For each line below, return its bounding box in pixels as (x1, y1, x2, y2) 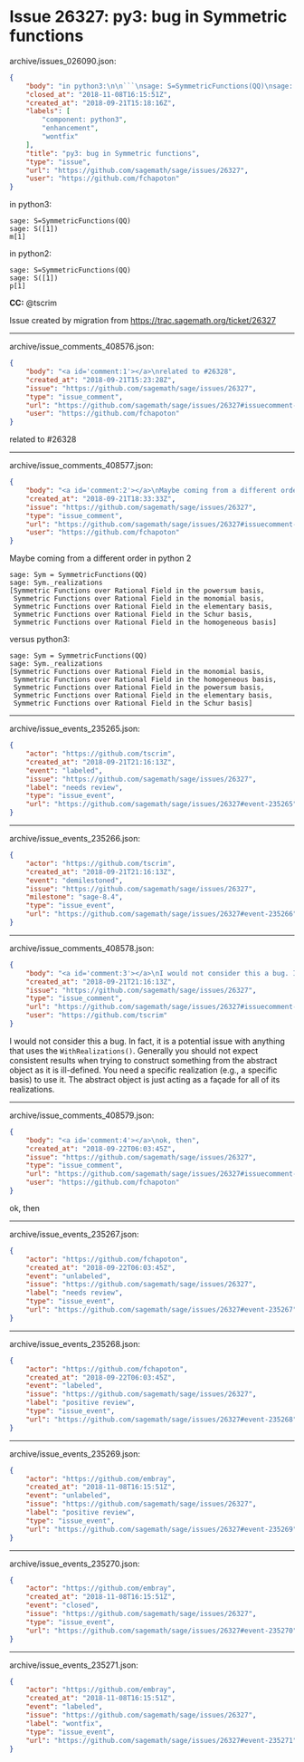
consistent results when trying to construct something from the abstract (9, 1054, 278, 1065)
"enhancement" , (42, 124, 100, 133)
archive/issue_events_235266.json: (9, 833, 140, 844)
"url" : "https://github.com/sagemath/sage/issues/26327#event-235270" (25, 1626, 298, 1635)
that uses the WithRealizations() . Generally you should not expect (9, 1045, 259, 1056)
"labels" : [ (25, 107, 71, 116)
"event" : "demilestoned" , (25, 876, 124, 885)
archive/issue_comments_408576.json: (9, 342, 155, 352)
